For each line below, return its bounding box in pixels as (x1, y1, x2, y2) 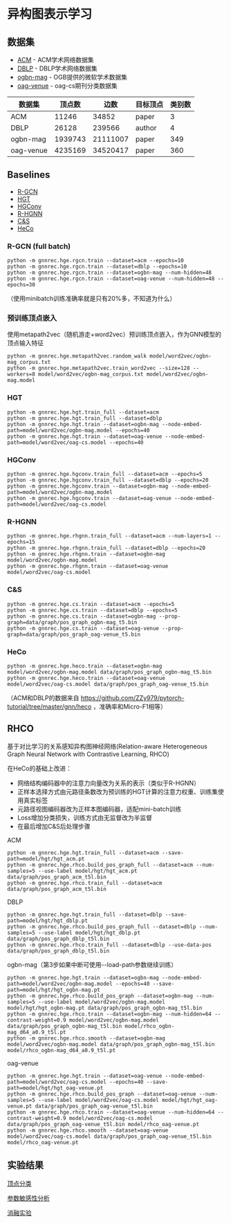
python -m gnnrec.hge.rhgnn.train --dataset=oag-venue (7, 563, 169, 570)
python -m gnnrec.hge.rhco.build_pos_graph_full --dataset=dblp (7, 923, 196, 930)
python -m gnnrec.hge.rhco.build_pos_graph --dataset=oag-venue (7, 1090, 196, 1097)
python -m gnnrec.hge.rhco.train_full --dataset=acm (7, 879, 163, 886)
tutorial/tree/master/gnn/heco (7, 702, 92, 710)
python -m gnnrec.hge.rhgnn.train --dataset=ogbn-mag (7, 551, 166, 558)
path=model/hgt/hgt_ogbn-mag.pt (7, 986, 100, 993)
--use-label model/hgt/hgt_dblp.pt (37, 929, 140, 936)
